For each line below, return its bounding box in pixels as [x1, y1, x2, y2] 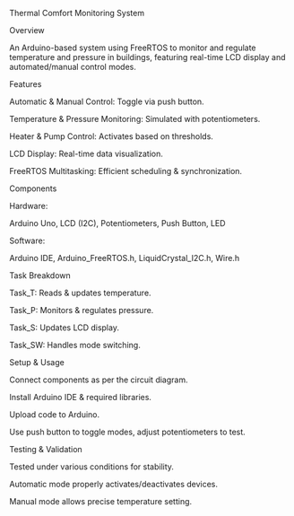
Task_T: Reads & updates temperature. [9, 287, 151, 298]
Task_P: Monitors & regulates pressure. [9, 305, 154, 315]
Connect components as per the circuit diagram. [9, 374, 188, 385]
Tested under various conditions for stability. [9, 461, 175, 472]
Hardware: [9, 201, 48, 211]
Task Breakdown [9, 270, 72, 281]
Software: [9, 235, 46, 246]
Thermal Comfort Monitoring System [9, 8, 145, 18]
